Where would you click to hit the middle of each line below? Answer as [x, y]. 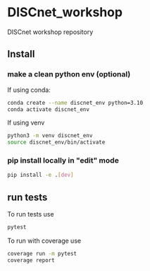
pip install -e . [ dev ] [40, 175]
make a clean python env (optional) [69, 74]
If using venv [26, 123]
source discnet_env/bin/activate [56, 142]
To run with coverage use [44, 241]
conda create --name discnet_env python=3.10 [75, 103]
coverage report [31, 260]
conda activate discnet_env [49, 109]
